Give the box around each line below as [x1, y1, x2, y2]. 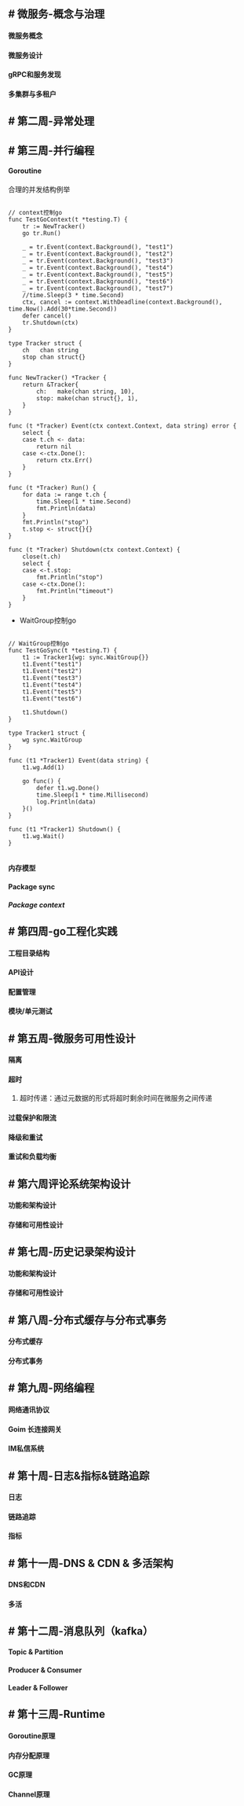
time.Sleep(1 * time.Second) [36, 498, 132, 506]
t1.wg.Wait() [22, 832, 65, 840]
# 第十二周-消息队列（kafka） [8, 1624, 154, 1638]
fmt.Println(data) [36, 504, 97, 513]
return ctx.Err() [36, 456, 93, 464]
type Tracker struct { [8, 339, 82, 348]
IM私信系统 [8, 1444, 45, 1453]
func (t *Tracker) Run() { [8, 484, 97, 491]
